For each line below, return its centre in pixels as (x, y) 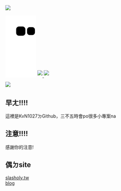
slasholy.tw (17, 178)
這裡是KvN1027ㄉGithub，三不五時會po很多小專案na (61, 116)
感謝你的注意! (20, 147)
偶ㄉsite (18, 165)
